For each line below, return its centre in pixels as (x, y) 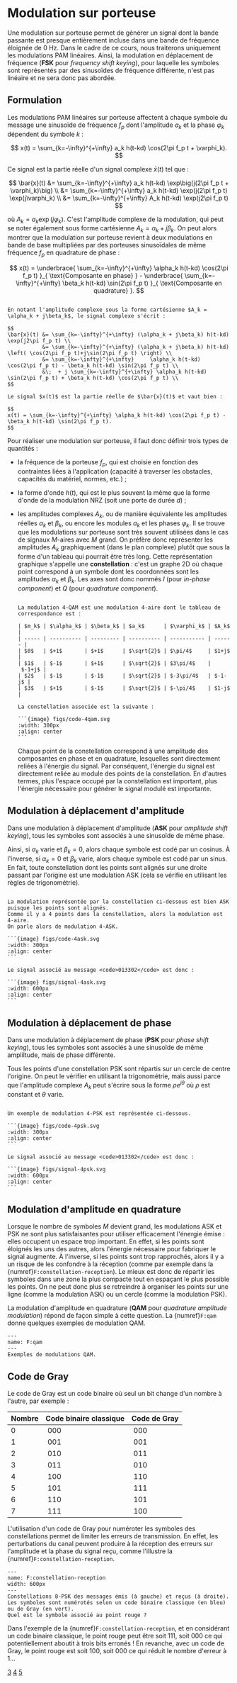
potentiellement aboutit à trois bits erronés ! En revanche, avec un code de (116, 1643)
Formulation (35, 100)
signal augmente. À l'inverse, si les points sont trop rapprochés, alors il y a (116, 1257)
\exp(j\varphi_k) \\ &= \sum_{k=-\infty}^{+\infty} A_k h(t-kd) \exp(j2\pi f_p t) (119, 198)
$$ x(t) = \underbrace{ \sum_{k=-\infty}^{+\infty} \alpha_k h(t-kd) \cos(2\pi (119, 268)
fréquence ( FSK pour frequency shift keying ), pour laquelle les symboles (113, 62)
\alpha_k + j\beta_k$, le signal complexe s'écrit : (87, 316)
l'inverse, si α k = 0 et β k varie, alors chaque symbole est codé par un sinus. (117, 859)
